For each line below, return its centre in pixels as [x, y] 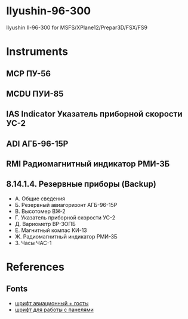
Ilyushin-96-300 [49, 11]
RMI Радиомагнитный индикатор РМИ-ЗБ [88, 164]
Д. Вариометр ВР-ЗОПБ [45, 224]
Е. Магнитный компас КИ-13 [51, 230]
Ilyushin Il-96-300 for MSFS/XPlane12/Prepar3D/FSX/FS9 [77, 27]
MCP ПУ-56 [29, 74]
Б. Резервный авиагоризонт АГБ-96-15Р [66, 205]
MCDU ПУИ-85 [35, 94]
